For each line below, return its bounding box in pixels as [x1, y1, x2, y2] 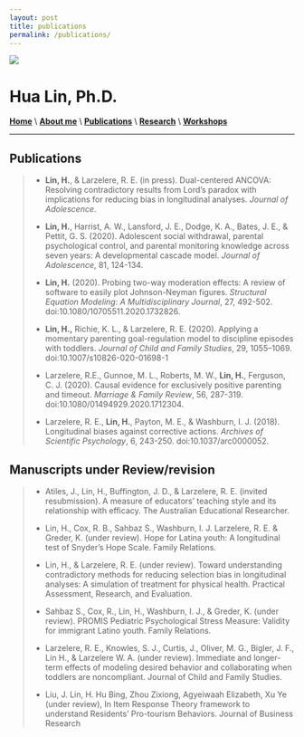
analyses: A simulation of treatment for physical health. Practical [44, 579, 285, 589]
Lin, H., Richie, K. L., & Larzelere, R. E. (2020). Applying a [44, 323, 259, 335]
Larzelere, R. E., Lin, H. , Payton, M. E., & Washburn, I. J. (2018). [44, 416, 280, 427]
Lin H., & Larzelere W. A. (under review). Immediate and [44, 652, 252, 663]
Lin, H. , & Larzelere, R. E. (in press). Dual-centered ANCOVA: [44, 175, 271, 186]
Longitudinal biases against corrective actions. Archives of [44, 426, 264, 437]
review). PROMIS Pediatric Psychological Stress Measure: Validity [44, 615, 290, 626]
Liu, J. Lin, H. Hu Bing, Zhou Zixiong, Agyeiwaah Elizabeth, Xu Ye [44, 689, 288, 700]
